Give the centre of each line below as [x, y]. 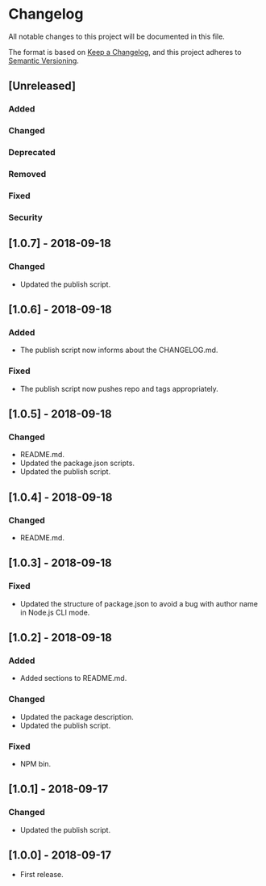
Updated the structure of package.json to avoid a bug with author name [139, 603]
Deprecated [32, 153]
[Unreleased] [42, 86]
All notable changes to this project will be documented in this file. [117, 36]
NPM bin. [35, 763]
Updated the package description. [77, 716]
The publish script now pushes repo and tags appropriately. [119, 388]
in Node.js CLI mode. [55, 612]
